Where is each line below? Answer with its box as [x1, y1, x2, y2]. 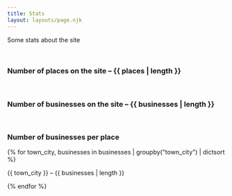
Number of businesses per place [7, 132, 119, 142]
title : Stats [7, 10, 45, 17]
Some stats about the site [7, 35, 81, 44]
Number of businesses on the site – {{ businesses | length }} [7, 99, 215, 109]
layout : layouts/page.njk [7, 17, 82, 24]
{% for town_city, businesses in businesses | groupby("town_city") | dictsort [7, 148, 225, 157]
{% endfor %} [7, 182, 47, 190]
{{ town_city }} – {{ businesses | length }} [7, 169, 125, 177]
